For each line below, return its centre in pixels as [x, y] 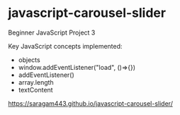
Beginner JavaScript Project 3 [52, 32]
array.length [36, 82]
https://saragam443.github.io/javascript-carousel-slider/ [90, 103]
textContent [35, 90]
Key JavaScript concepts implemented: [65, 46]
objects [29, 60]
